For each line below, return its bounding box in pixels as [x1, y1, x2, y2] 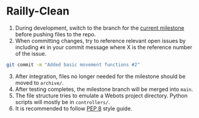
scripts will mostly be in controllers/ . [15, 98, 111, 105]
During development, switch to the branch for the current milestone [15, 24, 184, 31]
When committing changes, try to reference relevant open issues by [15, 37, 186, 44]
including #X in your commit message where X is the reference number [15, 44, 193, 51]
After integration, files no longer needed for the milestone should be [15, 73, 186, 80]
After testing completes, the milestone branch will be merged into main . [15, 85, 194, 93]
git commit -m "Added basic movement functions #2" [6, 62, 140, 68]
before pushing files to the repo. [15, 30, 96, 38]
